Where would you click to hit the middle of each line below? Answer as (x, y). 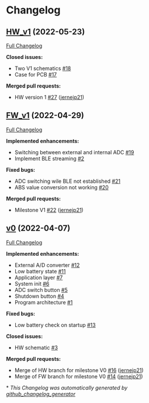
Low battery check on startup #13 (55, 325)
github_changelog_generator (41, 394)
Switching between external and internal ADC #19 (74, 152)
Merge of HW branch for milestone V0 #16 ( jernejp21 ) (79, 370)
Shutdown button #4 (39, 296)
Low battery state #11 (40, 271)
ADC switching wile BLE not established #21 (67, 181)
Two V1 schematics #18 (43, 68)
